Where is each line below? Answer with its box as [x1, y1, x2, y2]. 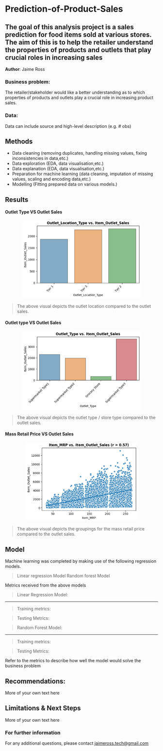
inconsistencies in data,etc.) [12, 155, 69, 162]
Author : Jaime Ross [5, 66, 45, 72]
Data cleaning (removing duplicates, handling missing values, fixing [12, 150, 147, 156]
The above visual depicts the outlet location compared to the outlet [16, 304, 151, 309]
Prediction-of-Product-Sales [5, 3, 123, 15]
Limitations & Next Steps [5, 704, 81, 712]
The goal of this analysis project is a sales [5, 23, 134, 31]
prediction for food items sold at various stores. [5, 30, 152, 39]
